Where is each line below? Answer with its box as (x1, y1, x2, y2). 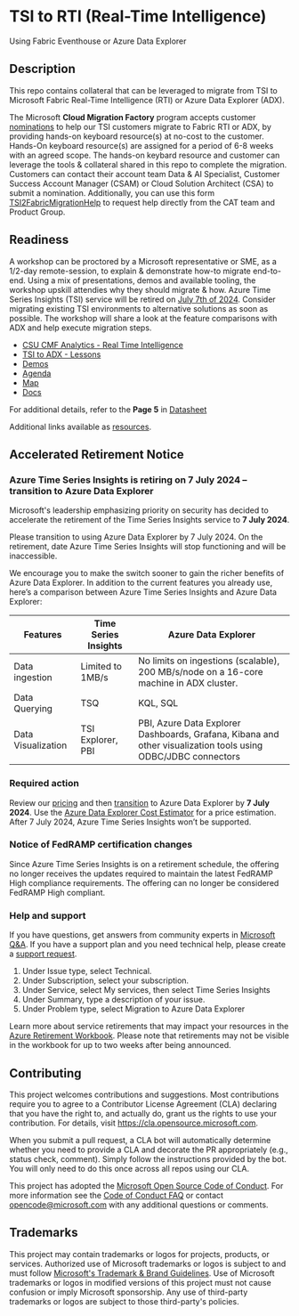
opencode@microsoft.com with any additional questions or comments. (9, 1199, 269, 1210)
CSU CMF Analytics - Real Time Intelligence (21, 339, 184, 350)
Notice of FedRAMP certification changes (9, 839, 193, 851)
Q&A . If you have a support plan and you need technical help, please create (9, 939, 287, 950)
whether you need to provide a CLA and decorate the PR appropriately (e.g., (9, 1144, 289, 1155)
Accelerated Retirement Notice (9, 447, 184, 462)
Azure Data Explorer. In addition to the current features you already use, (9, 577, 273, 589)
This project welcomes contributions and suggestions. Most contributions (9, 1089, 279, 1100)
